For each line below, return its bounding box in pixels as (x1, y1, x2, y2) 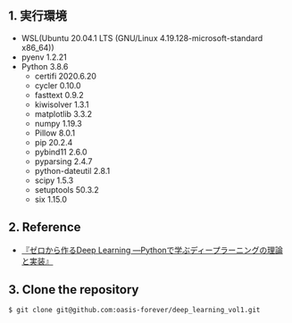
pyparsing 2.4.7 (34, 155, 93, 167)
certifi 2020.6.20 (34, 70, 97, 81)
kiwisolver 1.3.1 (34, 99, 89, 110)
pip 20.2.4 (34, 137, 73, 147)
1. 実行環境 (8, 8, 68, 24)
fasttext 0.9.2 (34, 89, 84, 100)
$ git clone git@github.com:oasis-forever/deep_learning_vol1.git (8, 306, 261, 315)
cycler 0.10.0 (34, 79, 81, 91)
